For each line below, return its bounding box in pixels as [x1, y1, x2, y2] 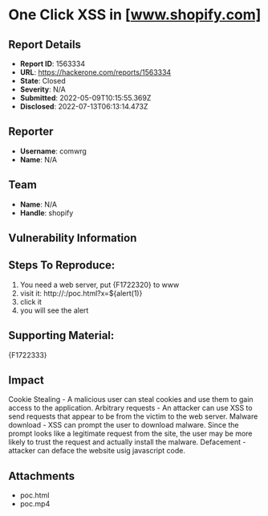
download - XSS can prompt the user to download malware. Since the [8, 420, 239, 430]
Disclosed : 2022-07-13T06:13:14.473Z [19, 102, 148, 111]
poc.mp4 [19, 499, 51, 509]
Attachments [8, 469, 75, 483]
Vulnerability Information [8, 231, 137, 245]
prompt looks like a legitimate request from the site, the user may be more [8, 428, 253, 439]
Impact [8, 374, 44, 387]
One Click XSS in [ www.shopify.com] [8, 6, 262, 24]
